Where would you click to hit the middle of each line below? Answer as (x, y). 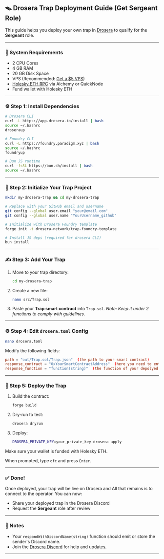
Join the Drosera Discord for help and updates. (59, 547)
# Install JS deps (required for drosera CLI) (53, 238)
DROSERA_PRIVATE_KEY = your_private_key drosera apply (67, 442)
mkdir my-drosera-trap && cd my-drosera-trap (52, 198)
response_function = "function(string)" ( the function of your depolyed (82, 369)
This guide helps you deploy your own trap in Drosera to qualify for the (76, 30)
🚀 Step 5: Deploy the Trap (36, 386)
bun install (17, 242)
